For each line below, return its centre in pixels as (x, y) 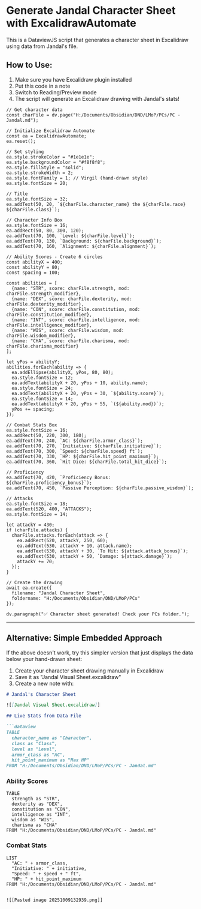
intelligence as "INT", (41, 815)
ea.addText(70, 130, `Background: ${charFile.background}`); (84, 241)
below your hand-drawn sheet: (44, 659)
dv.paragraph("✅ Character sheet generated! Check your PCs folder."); (98, 614)
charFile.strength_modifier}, (44, 294)
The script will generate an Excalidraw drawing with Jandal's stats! (97, 98)
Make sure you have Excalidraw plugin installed (73, 79)
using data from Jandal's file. (42, 46)
